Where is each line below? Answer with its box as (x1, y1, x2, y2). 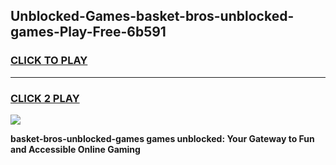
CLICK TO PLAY (10, 54, 88, 68)
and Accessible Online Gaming (10, 143, 141, 155)
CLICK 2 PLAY (10, 91, 80, 105)
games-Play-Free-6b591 (10, 24, 167, 41)
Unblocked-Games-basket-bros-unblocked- (10, 8, 295, 25)
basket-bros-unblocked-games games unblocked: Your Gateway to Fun (10, 132, 315, 144)
